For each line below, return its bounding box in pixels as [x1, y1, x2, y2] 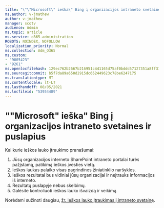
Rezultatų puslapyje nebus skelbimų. [12, 183, 86, 188]
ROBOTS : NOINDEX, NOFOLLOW [5, 39, 60, 44]
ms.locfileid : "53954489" [5, 89, 58, 94]
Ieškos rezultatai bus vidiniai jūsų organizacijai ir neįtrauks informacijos [12, 172, 155, 178]
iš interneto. [12, 177, 37, 184]
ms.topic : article [5, 30, 42, 35]
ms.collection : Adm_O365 [5, 48, 56, 53]
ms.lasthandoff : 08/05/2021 [5, 84, 62, 90]
